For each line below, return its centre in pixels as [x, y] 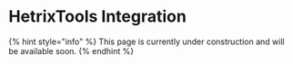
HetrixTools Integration [98, 17]
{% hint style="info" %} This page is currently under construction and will [146, 41]
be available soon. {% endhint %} [71, 50]
